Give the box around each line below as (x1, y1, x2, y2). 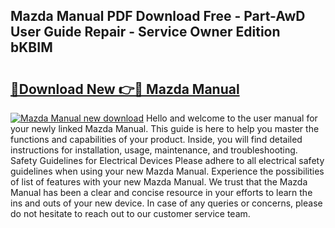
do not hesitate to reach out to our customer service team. (10, 208, 251, 219)
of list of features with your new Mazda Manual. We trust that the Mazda (10, 176, 308, 188)
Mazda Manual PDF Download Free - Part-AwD (10, 8, 306, 25)
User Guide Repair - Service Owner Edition (10, 24, 281, 41)
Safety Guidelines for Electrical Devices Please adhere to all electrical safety (10, 155, 325, 166)
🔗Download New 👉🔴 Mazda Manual (10, 80, 240, 98)
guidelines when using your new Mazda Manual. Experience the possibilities (10, 165, 325, 177)
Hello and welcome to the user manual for (145, 112, 318, 124)
